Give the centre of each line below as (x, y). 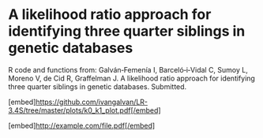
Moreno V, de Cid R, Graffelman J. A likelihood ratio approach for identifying (131, 78)
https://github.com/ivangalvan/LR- (92, 102)
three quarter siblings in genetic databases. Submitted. (98, 86)
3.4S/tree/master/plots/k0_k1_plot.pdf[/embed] (85, 110)
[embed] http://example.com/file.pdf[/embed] (82, 125)
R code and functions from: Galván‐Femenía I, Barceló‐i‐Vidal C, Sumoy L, (128, 69)
